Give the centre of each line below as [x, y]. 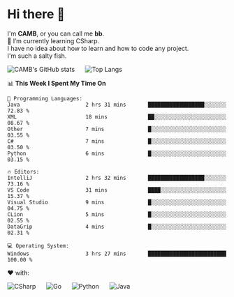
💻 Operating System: [38, 246]
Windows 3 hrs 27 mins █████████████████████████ [117, 254]
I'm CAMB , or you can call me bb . [56, 33]
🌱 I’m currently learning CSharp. [53, 40]
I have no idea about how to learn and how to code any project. [98, 48]
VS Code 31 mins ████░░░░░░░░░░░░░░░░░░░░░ [117, 190]
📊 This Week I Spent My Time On [57, 83]
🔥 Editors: [23, 172]
